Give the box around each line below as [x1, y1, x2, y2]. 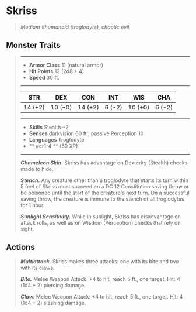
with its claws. [20, 264, 55, 271]
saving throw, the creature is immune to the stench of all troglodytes [20, 195, 185, 203]
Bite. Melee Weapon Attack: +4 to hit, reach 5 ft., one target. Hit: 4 [20, 275, 180, 282]
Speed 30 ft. [29, 74, 60, 81]
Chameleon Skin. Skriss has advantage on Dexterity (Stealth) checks [20, 159, 188, 166]
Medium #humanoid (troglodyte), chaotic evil [20, 23, 129, 30]
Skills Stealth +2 [29, 124, 69, 131]
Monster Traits [6, 40, 61, 50]
